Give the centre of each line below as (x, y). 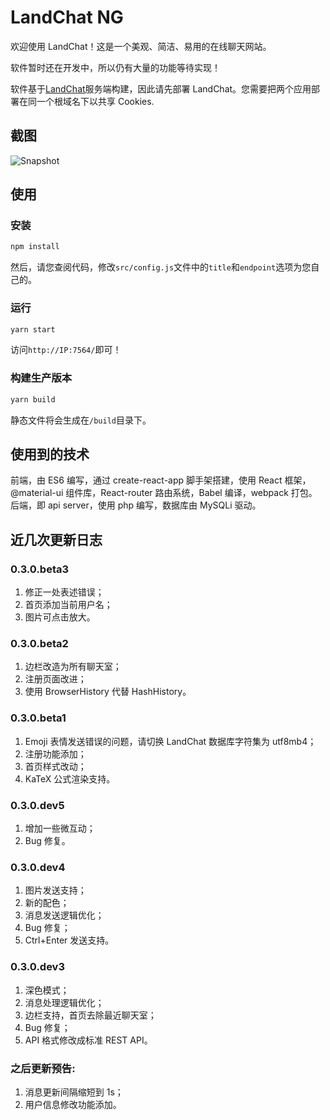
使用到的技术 (50, 454)
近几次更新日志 (56, 539)
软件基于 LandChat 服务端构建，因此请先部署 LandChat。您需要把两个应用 (161, 88)
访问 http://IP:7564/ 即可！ (66, 350)
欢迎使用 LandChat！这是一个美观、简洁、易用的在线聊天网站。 (141, 46)
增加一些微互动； (60, 828)
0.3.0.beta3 (40, 569)
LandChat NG (67, 17)
